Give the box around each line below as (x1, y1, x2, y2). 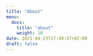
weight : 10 (16, 30, 43, 36)
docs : (11, 19, 25, 25)
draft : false (6, 41, 38, 47)
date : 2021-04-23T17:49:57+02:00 (6, 36, 88, 41)
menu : (6, 14, 19, 20)
